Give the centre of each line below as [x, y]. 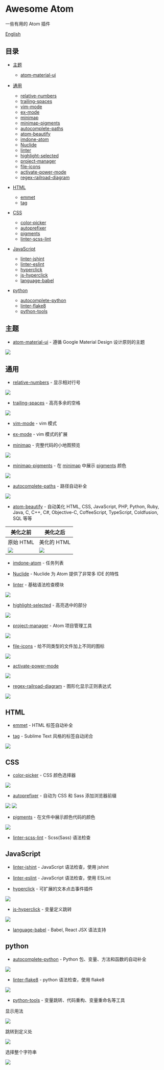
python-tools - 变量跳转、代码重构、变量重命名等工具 [69, 1000]
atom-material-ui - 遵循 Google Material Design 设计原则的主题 [79, 342]
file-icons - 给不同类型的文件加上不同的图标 [58, 646]
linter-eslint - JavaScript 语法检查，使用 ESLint [62, 878]
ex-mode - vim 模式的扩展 [40, 434]
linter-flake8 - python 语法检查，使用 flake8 [58, 979]
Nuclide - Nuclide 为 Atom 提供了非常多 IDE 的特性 [66, 574]
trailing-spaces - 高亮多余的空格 [46, 403]
